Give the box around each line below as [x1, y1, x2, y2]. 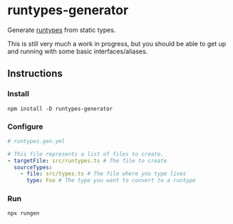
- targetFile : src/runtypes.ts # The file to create [7, 157, 167, 164]
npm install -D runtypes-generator [7, 105, 113, 112]
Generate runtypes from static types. [7, 26, 116, 34]
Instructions [7, 68, 63, 80]
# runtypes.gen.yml [7, 137, 66, 144]
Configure [7, 122, 43, 132]
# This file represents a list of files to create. [7, 150, 164, 158]
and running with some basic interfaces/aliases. [7, 47, 148, 55]
